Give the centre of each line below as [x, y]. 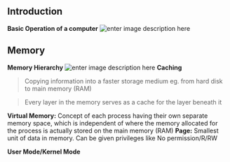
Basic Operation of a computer [53, 28]
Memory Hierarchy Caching [95, 67]
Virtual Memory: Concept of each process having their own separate [108, 116]
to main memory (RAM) [58, 88]
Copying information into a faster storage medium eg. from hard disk [123, 81]
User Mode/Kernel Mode [44, 151]
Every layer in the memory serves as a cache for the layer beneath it [123, 102]
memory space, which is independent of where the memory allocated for [113, 123]
